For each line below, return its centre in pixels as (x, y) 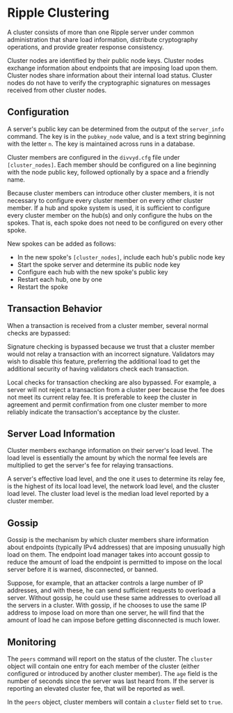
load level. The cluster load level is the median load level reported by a (108, 494)
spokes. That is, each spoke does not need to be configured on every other (115, 223)
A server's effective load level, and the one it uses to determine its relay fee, (116, 479)
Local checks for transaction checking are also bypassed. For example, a (112, 382)
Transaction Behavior (55, 309)
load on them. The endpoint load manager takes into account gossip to (109, 555)
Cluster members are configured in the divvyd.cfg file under (94, 157)
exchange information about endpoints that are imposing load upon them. (112, 68)
